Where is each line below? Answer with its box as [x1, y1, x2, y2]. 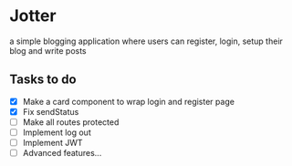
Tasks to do [9, 72, 77, 88]
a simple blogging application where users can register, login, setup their [9, 36, 283, 47]
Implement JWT [22, 138, 83, 148]
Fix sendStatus [22, 106, 79, 117]
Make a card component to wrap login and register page [22, 96, 235, 107]
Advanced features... [22, 148, 102, 159]
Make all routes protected [22, 116, 120, 128]
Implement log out [22, 127, 91, 138]
